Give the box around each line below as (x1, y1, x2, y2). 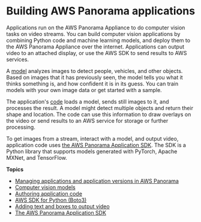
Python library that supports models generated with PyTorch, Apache (6, 148, 178, 155)
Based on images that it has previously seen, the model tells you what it (6, 74, 183, 81)
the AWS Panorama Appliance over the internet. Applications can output (6, 43, 185, 50)
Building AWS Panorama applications (6, 4, 196, 18)
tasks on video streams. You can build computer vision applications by (6, 30, 181, 37)
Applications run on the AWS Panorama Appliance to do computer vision (6, 24, 185, 31)
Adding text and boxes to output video (14, 202, 110, 210)
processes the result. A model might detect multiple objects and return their (6, 104, 194, 111)
